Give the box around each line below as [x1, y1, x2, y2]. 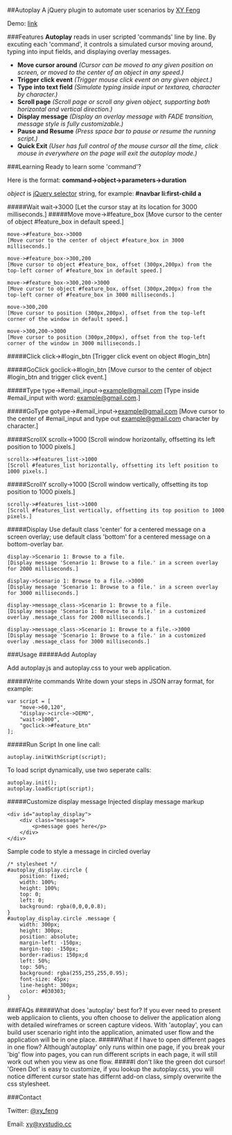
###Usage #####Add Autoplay [7, 650, 97, 659]
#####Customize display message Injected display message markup [7, 798, 204, 805]
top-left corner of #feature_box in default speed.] [7, 267, 163, 274]
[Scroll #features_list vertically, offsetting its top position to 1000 [7, 507, 225, 514]
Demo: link [7, 19, 38, 27]
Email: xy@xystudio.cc [7, 1120, 72, 1128]
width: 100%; [19, 879, 57, 886]
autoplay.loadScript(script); [7, 785, 95, 792]
